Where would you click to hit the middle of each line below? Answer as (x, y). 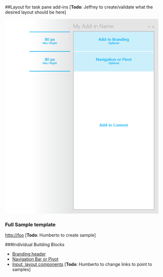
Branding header (29, 254)
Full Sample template (30, 225)
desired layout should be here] (36, 12)
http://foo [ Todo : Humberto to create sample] (51, 235)
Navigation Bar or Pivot (35, 259)
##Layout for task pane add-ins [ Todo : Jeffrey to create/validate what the (79, 7)
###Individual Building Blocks (35, 244)
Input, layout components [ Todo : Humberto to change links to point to (82, 264)
